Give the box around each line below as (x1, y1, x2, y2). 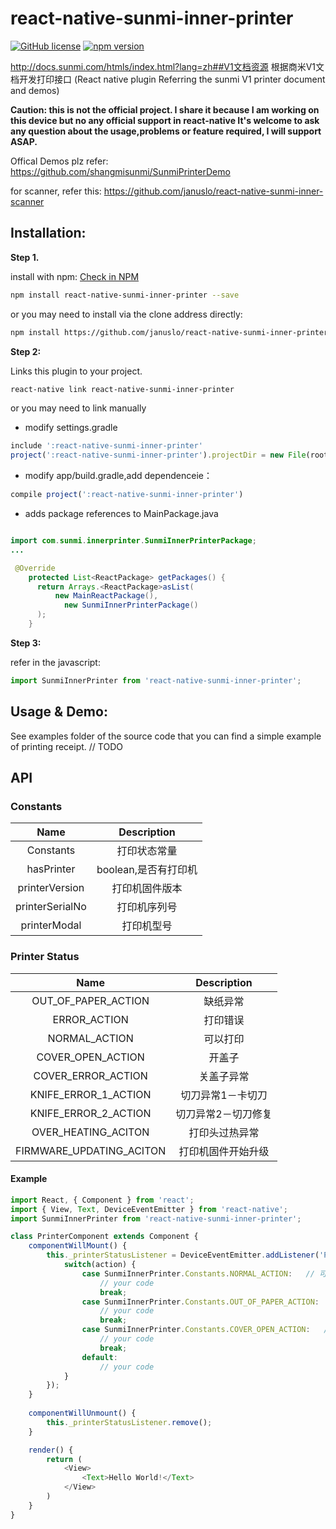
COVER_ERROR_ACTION (33, 1068, 148, 1082)
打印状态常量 (116, 844, 178, 858)
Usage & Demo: (10, 703, 108, 721)
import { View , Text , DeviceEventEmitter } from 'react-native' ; (10, 1204, 288, 1214)
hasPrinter (26, 862, 76, 876)
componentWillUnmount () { (28, 1408, 137, 1418)
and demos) (10, 84, 60, 96)
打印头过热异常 (188, 1125, 260, 1139)
